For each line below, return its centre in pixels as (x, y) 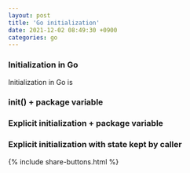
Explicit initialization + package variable (86, 123)
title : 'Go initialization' (54, 23)
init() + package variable (56, 102)
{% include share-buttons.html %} (64, 161)
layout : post (29, 15)
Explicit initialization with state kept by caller (95, 145)
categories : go (33, 37)
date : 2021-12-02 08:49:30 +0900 (63, 30)
